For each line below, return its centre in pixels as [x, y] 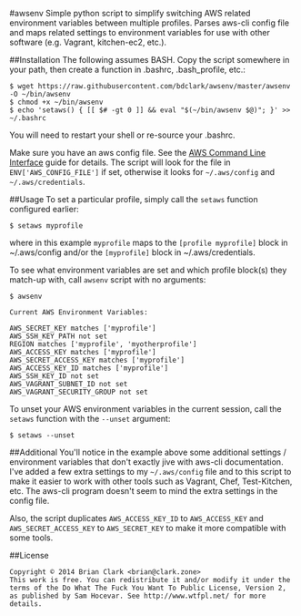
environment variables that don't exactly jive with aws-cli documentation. [146, 462]
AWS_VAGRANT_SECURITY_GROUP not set [79, 392]
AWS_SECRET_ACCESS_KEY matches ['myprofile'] [97, 360]
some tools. [31, 538]
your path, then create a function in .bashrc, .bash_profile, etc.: [127, 69]
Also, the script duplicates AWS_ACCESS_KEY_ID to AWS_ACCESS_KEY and [136, 518]
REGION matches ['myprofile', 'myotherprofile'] [103, 344]
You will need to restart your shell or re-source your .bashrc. [122, 135]
